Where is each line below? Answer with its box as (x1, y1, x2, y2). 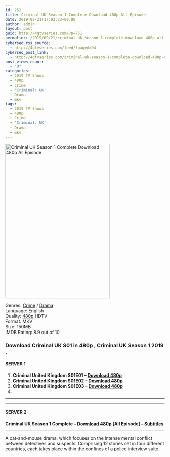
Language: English (5, 308, 44, 314)
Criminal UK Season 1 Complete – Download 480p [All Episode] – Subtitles (5, 421, 164, 427)
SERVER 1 (5, 360, 26, 367)
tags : (5, 102, 17, 107)
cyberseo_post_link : (5, 50, 49, 55)
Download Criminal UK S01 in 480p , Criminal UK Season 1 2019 (5, 342, 164, 349)
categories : (5, 69, 30, 74)
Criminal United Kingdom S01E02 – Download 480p (12, 378, 123, 384)
